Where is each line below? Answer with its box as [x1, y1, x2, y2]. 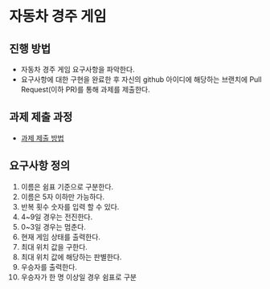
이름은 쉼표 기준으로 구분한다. [20, 181, 114, 191]
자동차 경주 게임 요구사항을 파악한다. [20, 65, 135, 74]
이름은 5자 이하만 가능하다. [20, 192, 105, 201]
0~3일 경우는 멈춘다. [20, 222, 87, 231]
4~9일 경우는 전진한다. [20, 212, 93, 222]
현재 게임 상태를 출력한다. [20, 232, 101, 242]
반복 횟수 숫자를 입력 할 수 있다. [20, 201, 120, 211]
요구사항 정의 [9, 159, 71, 173]
